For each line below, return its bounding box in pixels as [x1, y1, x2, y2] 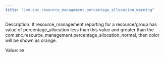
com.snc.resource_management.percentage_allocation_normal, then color [5, 32, 160, 38]
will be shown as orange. [5, 37, 57, 43]
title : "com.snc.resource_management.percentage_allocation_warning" [5, 7, 155, 13]
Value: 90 [5, 47, 24, 53]
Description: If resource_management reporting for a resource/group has [5, 21, 157, 27]
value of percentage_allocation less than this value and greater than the [5, 26, 154, 33]
